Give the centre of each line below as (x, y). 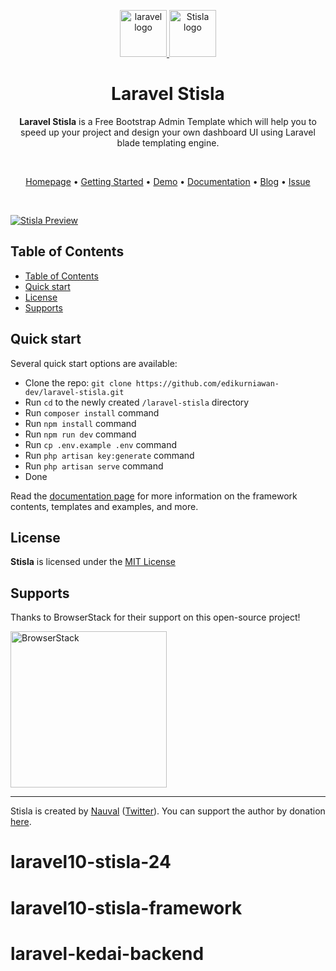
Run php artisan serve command (94, 466)
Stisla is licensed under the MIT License (93, 562)
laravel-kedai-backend (107, 953)
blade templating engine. (168, 142)
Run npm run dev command (80, 434)
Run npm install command (80, 423)
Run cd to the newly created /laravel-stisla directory (137, 402)
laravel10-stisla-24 (91, 862)
